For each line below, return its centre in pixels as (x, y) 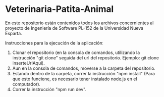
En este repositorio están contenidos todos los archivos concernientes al (79, 23)
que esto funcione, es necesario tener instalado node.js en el (75, 79)
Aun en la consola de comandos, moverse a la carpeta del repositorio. (84, 68)
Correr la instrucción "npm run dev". (49, 89)
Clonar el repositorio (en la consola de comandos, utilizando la (76, 52)
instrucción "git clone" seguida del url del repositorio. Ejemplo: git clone (85, 57)
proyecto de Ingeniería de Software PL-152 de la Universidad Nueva (74, 28)
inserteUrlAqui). (28, 63)
